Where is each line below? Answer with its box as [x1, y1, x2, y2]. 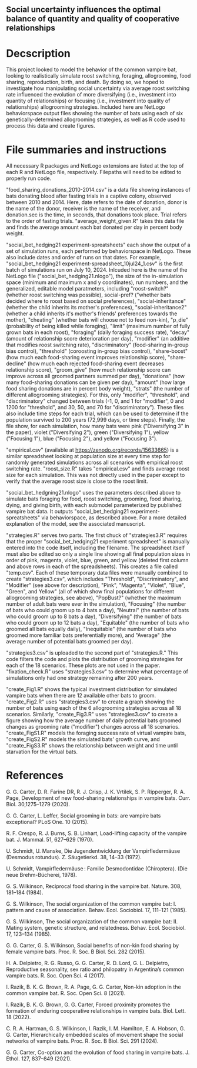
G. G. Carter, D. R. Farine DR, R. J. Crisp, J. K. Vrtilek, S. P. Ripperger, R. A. [6, 788, 185, 796]
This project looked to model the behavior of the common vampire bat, [6, 66, 178, 73]
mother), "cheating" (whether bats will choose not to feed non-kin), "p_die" [6, 316, 189, 323]
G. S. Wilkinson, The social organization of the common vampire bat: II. [6, 918, 178, 925]
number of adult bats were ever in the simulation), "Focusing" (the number [6, 600, 186, 608]
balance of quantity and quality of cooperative [6, 14, 180, 24]
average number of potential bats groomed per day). [6, 638, 133, 645]
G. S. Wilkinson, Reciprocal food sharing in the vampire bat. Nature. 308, [6, 883, 182, 890]
